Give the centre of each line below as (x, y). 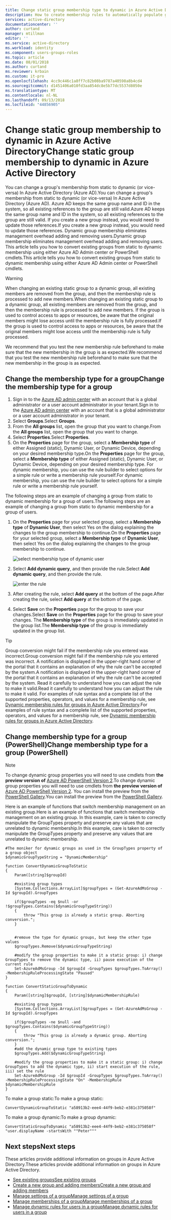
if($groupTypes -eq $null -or (47, 902)
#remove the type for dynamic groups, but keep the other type (83, 937)
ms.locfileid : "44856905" (33, 105)
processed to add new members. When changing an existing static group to (84, 299)
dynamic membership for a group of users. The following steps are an (78, 501)
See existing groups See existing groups (54, 1179)
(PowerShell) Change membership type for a (77, 745)
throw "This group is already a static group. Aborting (84, 915)
